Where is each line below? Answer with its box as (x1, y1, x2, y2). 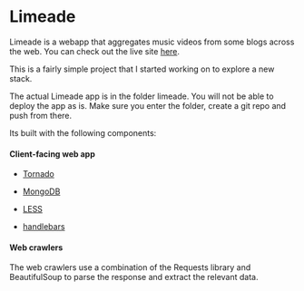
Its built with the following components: (9, 127, 157, 138)
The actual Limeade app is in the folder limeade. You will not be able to (9, 91, 274, 102)
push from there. (9, 110, 73, 121)
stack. (9, 73, 33, 83)
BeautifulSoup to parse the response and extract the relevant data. (9, 272, 259, 283)
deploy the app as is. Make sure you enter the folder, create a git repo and (9, 100, 287, 111)
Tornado (22, 169, 54, 179)
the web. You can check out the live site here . (9, 45, 180, 56)
